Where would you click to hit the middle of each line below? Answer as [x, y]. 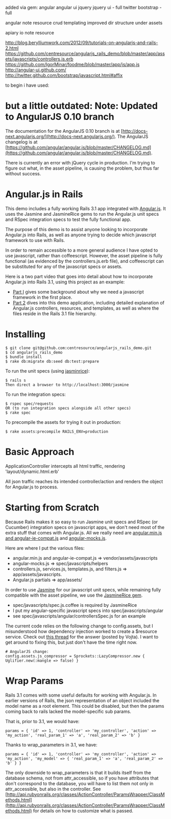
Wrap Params [34, 681]
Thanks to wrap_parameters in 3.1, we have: [52, 745]
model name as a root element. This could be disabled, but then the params [85, 706]
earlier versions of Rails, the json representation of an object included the [82, 700]
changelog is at [21, 142]
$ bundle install [24, 357]
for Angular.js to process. [32, 487]
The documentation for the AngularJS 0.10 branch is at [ [64, 131]
